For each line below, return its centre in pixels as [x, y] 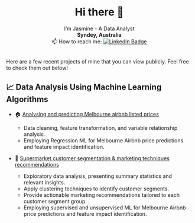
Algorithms [27, 99]
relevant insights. [44, 182]
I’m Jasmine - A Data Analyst [99, 28]
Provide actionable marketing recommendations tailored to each [102, 195]
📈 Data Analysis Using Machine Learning [84, 87]
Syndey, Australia [99, 34]
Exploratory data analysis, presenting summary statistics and [98, 176]
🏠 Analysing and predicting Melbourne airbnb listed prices [87, 114]
